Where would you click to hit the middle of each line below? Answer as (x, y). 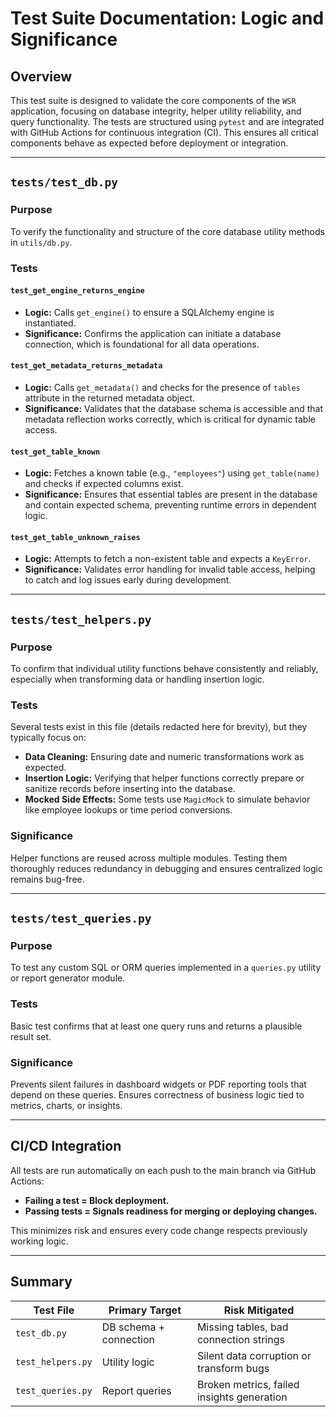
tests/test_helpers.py (81, 619)
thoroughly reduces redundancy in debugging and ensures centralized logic (166, 868)
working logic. (39, 1241)
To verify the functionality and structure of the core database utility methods (167, 231)
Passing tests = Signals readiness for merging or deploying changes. (171, 1211)
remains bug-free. (47, 879)
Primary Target (145, 1310)
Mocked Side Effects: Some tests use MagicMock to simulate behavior (167, 799)
